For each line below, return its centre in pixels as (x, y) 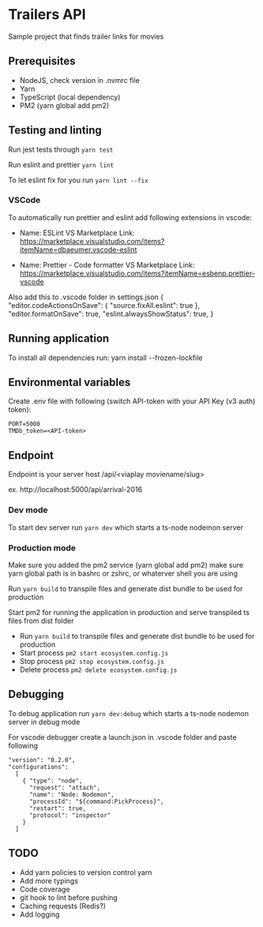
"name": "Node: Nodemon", (71, 794)
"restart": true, (58, 808)
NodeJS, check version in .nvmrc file (79, 80)
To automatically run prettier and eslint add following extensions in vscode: (130, 217)
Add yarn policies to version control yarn (86, 872)
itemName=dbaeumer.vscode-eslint (78, 250)
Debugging (36, 694)
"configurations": (38, 767)
